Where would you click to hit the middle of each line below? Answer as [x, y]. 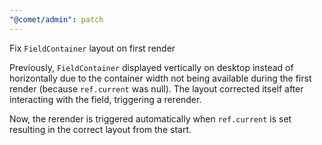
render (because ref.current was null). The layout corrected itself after [156, 88]
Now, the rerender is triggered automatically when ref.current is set [150, 118]
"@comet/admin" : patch [56, 19]
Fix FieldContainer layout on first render [92, 48]
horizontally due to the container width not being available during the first [160, 78]
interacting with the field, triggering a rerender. [105, 99]
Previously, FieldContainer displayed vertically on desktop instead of [151, 67]
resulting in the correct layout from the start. [100, 129]
